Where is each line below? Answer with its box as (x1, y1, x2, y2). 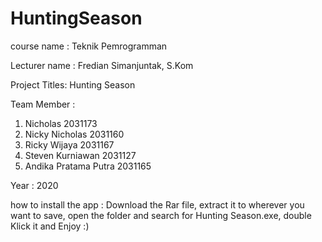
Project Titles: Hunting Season (10, 78, 136, 91)
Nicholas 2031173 (24, 117, 98, 129)
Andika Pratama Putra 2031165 (24, 160, 152, 172)
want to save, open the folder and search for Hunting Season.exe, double (10, 209, 312, 221)
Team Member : (10, 98, 76, 110)
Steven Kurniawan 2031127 (24, 149, 137, 161)
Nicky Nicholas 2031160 (24, 128, 125, 140)
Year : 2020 (10, 179, 59, 191)
